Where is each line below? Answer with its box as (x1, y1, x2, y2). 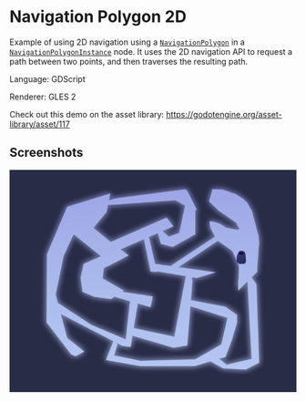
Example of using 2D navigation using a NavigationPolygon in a (9, 36, 246, 47)
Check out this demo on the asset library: (9, 108, 165, 119)
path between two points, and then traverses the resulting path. (9, 56, 249, 67)
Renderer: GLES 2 (9, 91, 76, 102)
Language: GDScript (9, 73, 86, 84)
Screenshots (9, 145, 84, 160)
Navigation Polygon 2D (9, 6, 187, 27)
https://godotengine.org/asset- (166, 108, 282, 119)
